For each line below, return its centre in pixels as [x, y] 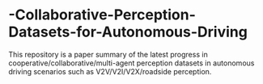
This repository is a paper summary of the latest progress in [108, 54]
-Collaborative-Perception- [102, 15]
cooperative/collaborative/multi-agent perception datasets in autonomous [131, 63]
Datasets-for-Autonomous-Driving [128, 32]
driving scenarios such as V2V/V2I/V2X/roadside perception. [110, 71]
